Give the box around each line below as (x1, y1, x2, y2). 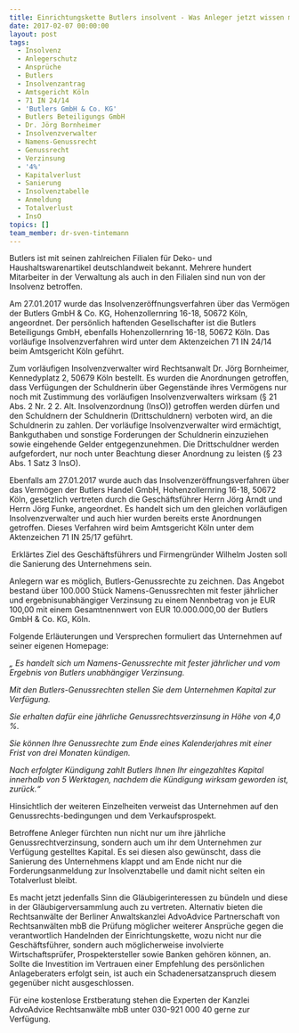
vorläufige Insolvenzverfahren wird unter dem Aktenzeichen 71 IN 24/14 (9, 336, 272, 348)
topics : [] (9, 220, 50, 229)
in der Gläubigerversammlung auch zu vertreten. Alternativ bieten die (9, 902, 263, 913)
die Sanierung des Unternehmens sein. (9, 559, 152, 570)
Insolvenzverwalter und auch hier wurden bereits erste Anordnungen (9, 513, 263, 524)
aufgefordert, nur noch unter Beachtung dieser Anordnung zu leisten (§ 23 (9, 448, 283, 459)
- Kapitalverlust (17, 170, 82, 179)
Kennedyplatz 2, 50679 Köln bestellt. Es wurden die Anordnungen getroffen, (9, 373, 289, 383)
